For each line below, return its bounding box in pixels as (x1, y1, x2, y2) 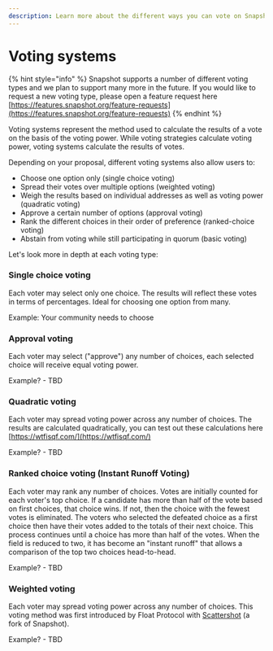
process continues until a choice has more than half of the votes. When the (8, 530, 260, 540)
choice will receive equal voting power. (8, 360, 139, 370)
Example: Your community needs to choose (8, 312, 154, 322)
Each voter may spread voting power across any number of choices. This (8, 601, 253, 611)
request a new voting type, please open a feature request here (8, 91, 218, 101)
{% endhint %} (171, 108, 222, 118)
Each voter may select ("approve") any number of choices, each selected (8, 352, 254, 361)
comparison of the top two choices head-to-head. (8, 547, 176, 557)
